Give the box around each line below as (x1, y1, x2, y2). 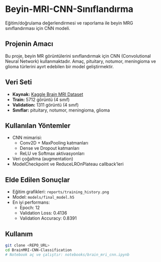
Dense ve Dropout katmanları (19, 145, 80, 151)
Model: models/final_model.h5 (12, 194, 75, 200)
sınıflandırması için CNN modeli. (5, 25, 70, 31)
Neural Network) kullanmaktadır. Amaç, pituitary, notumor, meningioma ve (5, 58, 156, 64)
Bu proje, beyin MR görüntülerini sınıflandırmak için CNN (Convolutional (5, 53, 151, 59)
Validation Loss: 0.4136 (19, 210, 67, 216)
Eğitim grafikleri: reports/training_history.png (12, 189, 109, 195)
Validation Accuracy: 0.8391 (19, 215, 77, 221)
